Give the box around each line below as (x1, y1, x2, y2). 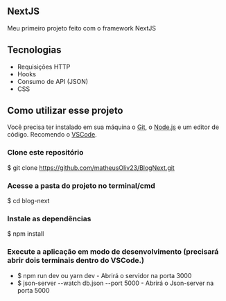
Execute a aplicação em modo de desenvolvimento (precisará (7, 247, 219, 257)
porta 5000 (17, 286, 50, 294)
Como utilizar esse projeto (7, 105, 123, 117)
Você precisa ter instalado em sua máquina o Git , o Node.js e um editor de (7, 123, 220, 131)
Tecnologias (7, 44, 62, 56)
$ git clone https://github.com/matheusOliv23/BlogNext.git (7, 163, 175, 172)
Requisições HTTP (17, 62, 71, 71)
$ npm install (7, 230, 44, 238)
